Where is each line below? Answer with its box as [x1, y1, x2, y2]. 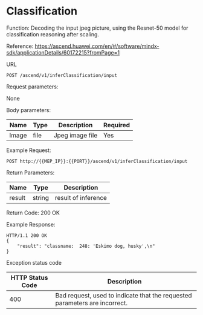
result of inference [54, 193, 108, 202]
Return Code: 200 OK [6, 209, 60, 216]
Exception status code [6, 259, 62, 266]
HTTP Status [10, 273, 48, 282]
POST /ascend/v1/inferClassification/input [6, 72, 118, 78]
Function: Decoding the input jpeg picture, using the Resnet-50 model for [6, 24, 188, 31]
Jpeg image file [53, 131, 98, 139]
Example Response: [6, 220, 56, 228]
